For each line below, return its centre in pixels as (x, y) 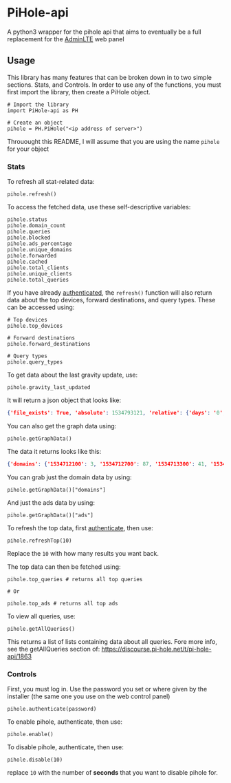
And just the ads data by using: (51, 502)
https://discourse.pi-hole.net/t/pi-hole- (156, 649)
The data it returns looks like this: (54, 451)
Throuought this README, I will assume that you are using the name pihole (113, 141)
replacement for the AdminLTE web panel (66, 39)
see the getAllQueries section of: (54, 649)
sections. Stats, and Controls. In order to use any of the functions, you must (114, 85)
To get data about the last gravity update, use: (73, 375)
